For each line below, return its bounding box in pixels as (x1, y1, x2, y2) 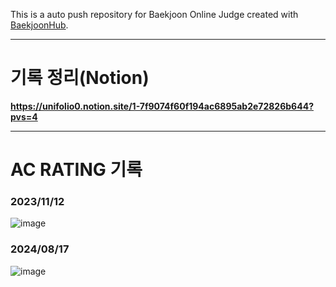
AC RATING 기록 (10, 159, 143, 181)
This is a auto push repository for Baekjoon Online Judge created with (10, 9, 299, 20)
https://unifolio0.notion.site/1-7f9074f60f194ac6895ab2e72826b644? (10, 100, 314, 112)
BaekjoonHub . (10, 19, 69, 31)
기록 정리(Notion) (10, 67, 150, 89)
